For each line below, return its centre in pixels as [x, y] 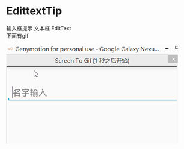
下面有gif [17, 35]
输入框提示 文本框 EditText [39, 28]
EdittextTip [34, 11]
